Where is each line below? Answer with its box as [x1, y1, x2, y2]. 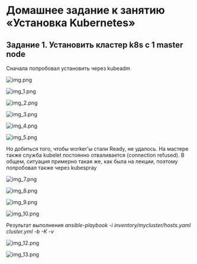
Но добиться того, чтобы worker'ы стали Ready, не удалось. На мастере [6, 145, 189, 152]
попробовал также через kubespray [6, 164, 97, 171]
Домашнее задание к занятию [6, 4, 166, 17]
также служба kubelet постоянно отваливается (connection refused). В [6, 152, 185, 158]
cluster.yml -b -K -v [6, 228, 54, 235]
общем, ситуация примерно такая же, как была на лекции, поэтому [6, 158, 178, 165]
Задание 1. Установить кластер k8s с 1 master [6, 40, 183, 50]
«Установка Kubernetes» [6, 16, 135, 30]
